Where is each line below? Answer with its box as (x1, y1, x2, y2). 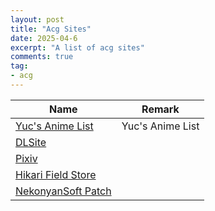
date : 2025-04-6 (10, 33, 78, 43)
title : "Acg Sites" (10, 24, 92, 34)
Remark (141, 102, 180, 116)
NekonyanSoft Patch (15, 184, 112, 198)
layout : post (10, 14, 65, 25)
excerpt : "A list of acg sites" (10, 42, 145, 53)
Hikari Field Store (15, 167, 97, 181)
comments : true (10, 52, 74, 62)
